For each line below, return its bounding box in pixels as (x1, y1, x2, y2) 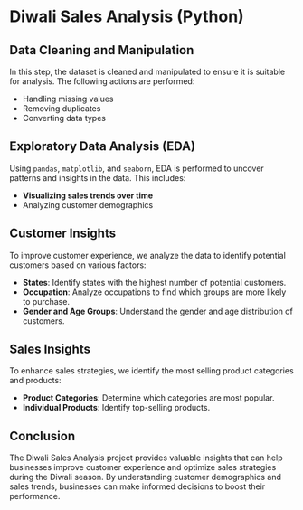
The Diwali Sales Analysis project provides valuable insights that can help (9, 452, 283, 463)
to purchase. (22, 296, 71, 307)
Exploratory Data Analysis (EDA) (9, 138, 196, 155)
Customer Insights (9, 226, 116, 241)
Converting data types (22, 113, 107, 123)
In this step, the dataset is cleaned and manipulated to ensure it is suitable (9, 66, 286, 77)
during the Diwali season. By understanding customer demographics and (9, 472, 282, 483)
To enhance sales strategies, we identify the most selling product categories (9, 365, 294, 376)
